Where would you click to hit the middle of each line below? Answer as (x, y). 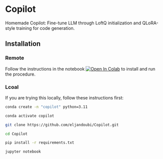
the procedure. (20, 74)
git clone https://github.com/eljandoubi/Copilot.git (62, 125)
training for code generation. (45, 28)
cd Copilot (16, 134)
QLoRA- (150, 23)
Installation (23, 44)
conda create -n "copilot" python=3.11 (46, 107)
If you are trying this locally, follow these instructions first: (64, 97)
